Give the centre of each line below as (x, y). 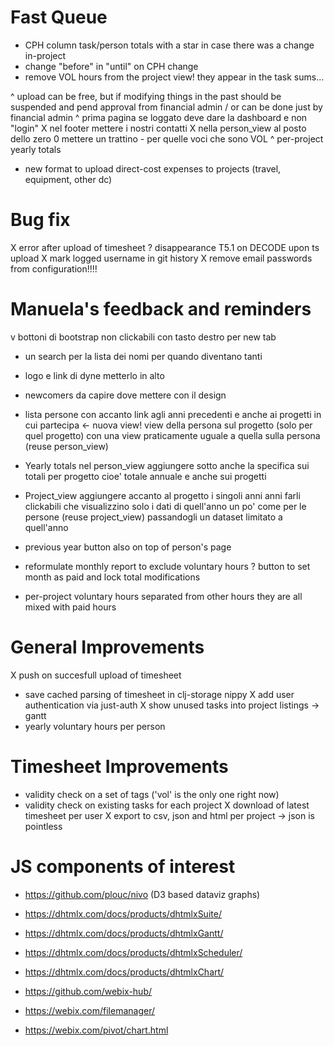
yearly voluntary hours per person (95, 726)
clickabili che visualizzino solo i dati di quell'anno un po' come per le (165, 506)
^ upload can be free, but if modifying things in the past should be (146, 96)
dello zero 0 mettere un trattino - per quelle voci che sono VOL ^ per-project (167, 138)
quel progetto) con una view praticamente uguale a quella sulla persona (172, 435)
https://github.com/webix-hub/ (88, 991)
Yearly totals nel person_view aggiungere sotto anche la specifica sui (167, 465)
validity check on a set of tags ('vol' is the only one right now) (152, 794)
